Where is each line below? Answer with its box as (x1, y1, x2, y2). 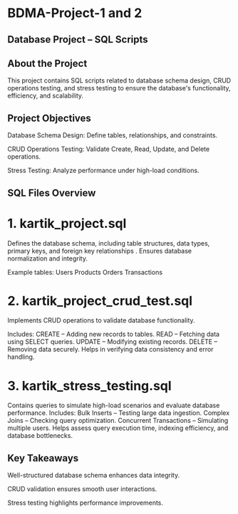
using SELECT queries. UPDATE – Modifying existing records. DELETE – (7, 337, 217, 346)
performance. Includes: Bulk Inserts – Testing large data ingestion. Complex (7, 409, 230, 417)
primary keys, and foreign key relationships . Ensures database (7, 246, 192, 255)
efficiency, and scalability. (7, 91, 84, 100)
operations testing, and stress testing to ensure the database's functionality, (7, 84, 231, 93)
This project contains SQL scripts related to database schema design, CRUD (7, 76, 232, 85)
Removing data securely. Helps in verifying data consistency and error (7, 345, 214, 354)
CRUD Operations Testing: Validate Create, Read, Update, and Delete (7, 145, 210, 154)
